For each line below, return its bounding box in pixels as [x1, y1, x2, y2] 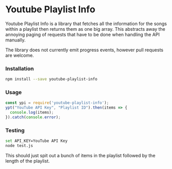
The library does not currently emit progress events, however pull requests [5, 47, 163, 53]
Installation [5, 65, 34, 72]
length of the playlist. [5, 158, 50, 164]
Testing [5, 126, 25, 134]
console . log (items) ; [10, 110, 54, 115]
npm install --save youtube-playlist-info [5, 77, 98, 82]
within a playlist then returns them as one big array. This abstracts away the [5, 26, 166, 32]
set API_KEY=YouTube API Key [5, 138, 68, 144]
